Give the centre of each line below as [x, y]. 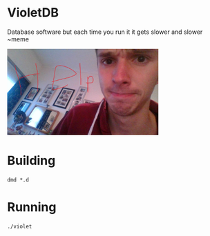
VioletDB [33, 13]
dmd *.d [18, 180]
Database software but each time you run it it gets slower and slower [105, 32]
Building [31, 161]
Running [32, 207]
